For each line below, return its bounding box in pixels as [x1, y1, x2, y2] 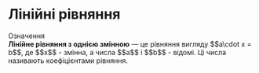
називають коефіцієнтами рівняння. [8, 56, 128, 65]
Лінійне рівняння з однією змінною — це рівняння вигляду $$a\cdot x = [8, 39, 252, 48]
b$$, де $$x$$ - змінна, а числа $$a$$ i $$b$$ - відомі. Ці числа [8, 47, 227, 57]
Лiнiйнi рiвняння [8, 5, 121, 23]
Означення [8, 31, 46, 40]
